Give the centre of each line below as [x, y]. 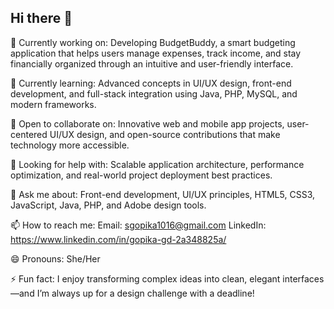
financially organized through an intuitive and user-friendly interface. [152, 63]
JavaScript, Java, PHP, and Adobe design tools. [108, 205]
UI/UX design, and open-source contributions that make [165, 134]
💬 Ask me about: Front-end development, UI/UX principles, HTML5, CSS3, [162, 194]
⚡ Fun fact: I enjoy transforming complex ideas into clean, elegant [145, 278]
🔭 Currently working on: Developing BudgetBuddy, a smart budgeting [153, 42]
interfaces [303, 278]
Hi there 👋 [41, 18]
